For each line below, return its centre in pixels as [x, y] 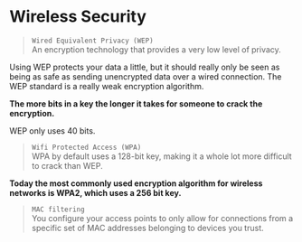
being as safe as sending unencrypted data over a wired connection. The [146, 76]
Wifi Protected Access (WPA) [86, 147]
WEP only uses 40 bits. [52, 130]
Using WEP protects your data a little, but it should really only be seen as [145, 67]
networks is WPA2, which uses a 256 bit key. [95, 192]
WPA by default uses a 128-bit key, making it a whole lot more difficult [161, 156]
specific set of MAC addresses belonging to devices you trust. [147, 228]
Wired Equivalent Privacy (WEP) [92, 41]
